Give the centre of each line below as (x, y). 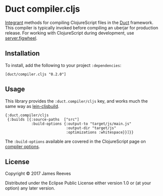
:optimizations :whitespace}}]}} (100, 132)
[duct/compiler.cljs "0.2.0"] (36, 74)
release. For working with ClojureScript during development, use (70, 33)
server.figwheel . (21, 38)
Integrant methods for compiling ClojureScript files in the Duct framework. (79, 22)
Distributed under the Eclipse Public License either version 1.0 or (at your (78, 183)
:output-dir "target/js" (91, 128)
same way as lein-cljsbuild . (32, 106)
